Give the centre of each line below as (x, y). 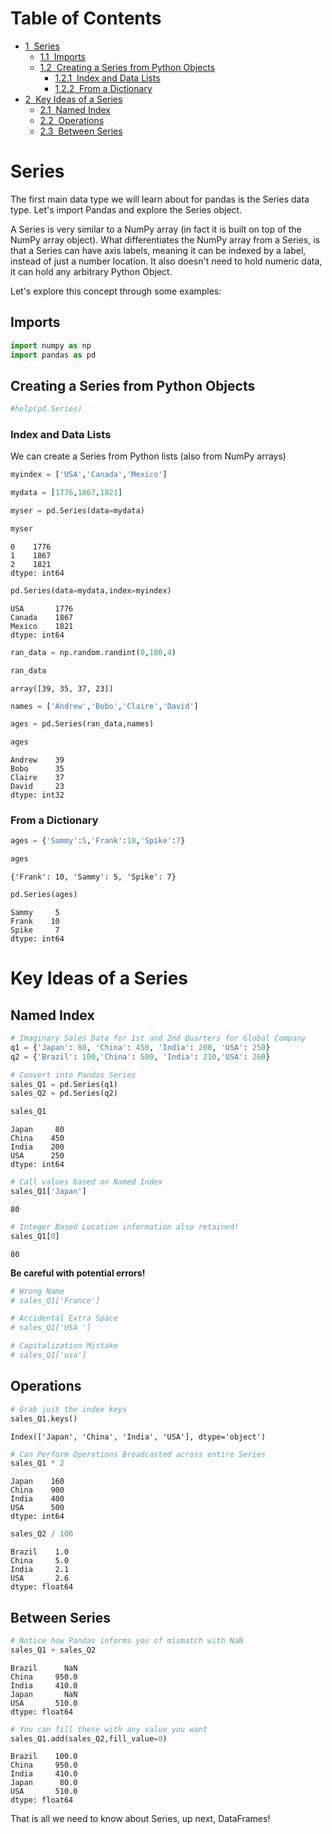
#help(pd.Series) (46, 409)
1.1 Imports (62, 56)
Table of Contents (86, 18)
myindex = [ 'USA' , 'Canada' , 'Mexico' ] (89, 475)
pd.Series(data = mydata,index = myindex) (91, 590)
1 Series (42, 46)
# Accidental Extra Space (64, 1318)
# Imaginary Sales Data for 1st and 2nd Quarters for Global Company (158, 1038)
